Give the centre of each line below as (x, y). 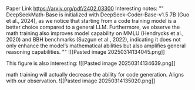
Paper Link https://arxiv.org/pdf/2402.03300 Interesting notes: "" (85, 8)
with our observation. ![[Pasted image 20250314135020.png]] (81, 81)
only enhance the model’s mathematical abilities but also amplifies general (96, 46)
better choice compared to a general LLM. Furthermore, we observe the (93, 27)
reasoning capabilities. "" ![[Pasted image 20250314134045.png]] (85, 52)
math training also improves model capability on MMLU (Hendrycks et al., (95, 33)
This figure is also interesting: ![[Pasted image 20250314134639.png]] (91, 63)
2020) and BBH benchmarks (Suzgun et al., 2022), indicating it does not (93, 39)
